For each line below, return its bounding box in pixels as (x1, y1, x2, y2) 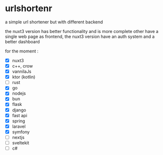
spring (12, 118, 25, 124)
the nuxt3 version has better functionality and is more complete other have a (5, 28, 159, 34)
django (12, 107, 26, 113)
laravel (12, 123, 26, 129)
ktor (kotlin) (12, 74, 36, 80)
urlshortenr (5, 3, 53, 14)
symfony (12, 129, 30, 135)
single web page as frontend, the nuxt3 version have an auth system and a (5, 34, 155, 39)
